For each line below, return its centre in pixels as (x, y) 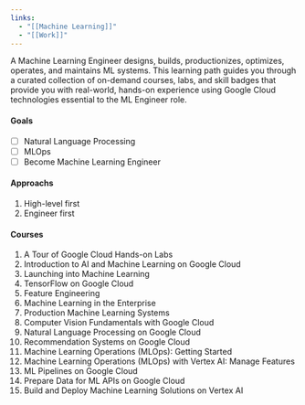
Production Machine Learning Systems (96, 313)
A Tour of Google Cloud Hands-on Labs (98, 255)
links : (23, 18)
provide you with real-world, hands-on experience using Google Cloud (143, 90)
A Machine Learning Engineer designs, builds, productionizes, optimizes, (147, 61)
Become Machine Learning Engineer (92, 162)
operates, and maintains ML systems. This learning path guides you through (153, 70)
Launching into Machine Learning (86, 274)
